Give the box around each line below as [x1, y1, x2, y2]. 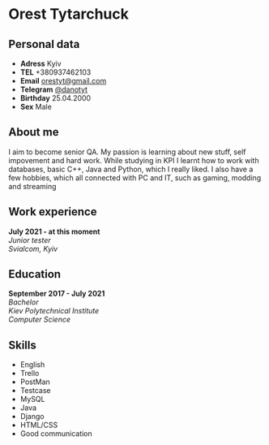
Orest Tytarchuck [8, 5, 130, 24]
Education [8, 267, 62, 281]
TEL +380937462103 [19, 67, 92, 77]
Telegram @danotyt [19, 84, 88, 94]
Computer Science [8, 314, 71, 325]
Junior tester [8, 235, 51, 244]
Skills [8, 338, 36, 352]
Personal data [8, 37, 80, 51]
